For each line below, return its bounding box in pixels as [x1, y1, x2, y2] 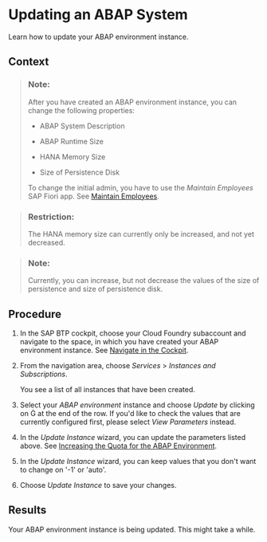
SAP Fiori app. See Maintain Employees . [27, 191, 159, 201]
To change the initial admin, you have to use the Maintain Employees [27, 183, 253, 192]
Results [8, 504, 47, 517]
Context [8, 55, 49, 69]
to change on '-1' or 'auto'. [19, 465, 107, 475]
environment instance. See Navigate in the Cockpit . [19, 345, 189, 355]
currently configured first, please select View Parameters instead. [19, 417, 237, 427]
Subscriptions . [19, 369, 68, 379]
